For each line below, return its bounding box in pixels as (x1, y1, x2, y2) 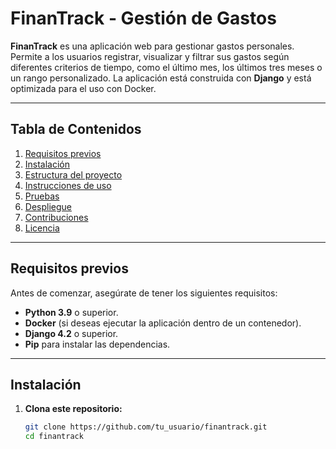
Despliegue (24, 200, 72, 212)
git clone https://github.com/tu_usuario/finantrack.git (24, 422, 268, 432)
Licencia (24, 222, 60, 234)
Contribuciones (24, 211, 89, 223)
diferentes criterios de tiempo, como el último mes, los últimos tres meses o (10, 61, 323, 73)
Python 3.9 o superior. (24, 306, 119, 318)
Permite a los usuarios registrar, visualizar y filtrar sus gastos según (10, 50, 290, 62)
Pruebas (24, 190, 60, 202)
